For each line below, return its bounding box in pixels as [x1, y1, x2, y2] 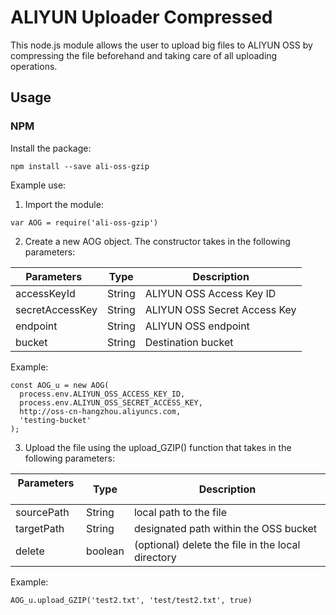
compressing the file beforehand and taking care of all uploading [10, 49, 278, 61]
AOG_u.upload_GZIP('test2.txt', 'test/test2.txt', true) [10, 595, 253, 605]
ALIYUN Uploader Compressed [10, 6, 273, 29]
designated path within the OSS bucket [133, 521, 318, 535]
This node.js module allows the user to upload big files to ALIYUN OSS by [10, 39, 313, 51]
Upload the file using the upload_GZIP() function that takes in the [24, 441, 292, 453]
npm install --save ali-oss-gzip [10, 161, 150, 171]
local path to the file [133, 505, 228, 519]
